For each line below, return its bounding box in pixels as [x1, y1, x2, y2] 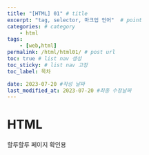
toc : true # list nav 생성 [7, 55, 82, 62]
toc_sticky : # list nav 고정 [7, 62, 88, 69]
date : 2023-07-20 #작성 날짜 [7, 80, 85, 87]
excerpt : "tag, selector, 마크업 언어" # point [7, 17, 143, 24]
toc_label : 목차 [7, 68, 51, 75]
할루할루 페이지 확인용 [7, 140, 67, 149]
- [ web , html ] [19, 42, 57, 49]
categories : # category [7, 23, 76, 30]
